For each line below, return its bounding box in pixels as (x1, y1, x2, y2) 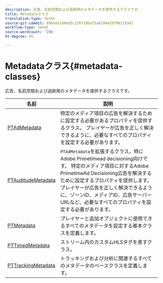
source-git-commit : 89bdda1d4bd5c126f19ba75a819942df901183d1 (5, 20, 133, 26)
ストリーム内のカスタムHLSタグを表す (60, 238, 147, 245)
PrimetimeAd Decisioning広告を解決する (60, 170, 152, 177)
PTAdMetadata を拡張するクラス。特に (60, 148, 144, 155)
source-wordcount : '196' (5, 30, 55, 34)
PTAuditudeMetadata (7, 177, 56, 183)
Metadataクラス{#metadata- (5, 61, 123, 72)
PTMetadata (7, 222, 35, 229)
